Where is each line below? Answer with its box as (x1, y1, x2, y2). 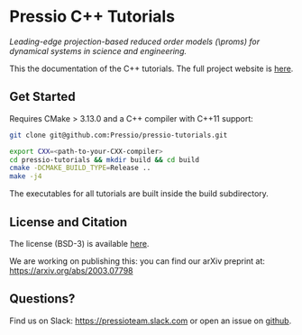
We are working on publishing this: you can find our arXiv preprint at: (9, 255, 266, 267)
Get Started (9, 89, 76, 104)
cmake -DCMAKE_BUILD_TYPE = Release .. (9, 164, 151, 173)
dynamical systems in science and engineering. (9, 45, 188, 56)
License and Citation (9, 214, 128, 230)
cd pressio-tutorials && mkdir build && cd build (9, 155, 200, 164)
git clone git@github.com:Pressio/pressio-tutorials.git (9, 131, 228, 140)
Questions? (9, 291, 76, 307)
